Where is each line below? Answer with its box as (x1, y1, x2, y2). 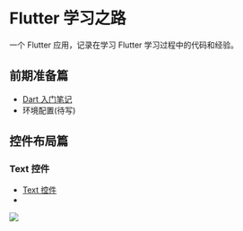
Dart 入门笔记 (22, 93, 73, 104)
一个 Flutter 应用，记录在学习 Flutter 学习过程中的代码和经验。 (9, 39, 239, 50)
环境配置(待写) (22, 105, 76, 115)
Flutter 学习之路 (9, 8, 127, 29)
